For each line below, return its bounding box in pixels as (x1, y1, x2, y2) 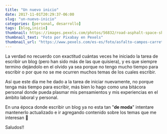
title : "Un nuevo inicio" (5, 7, 59, 12)
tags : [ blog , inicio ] (5, 26, 48, 31)
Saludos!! (5, 124, 24, 130)
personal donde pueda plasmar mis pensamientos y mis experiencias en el (5, 89, 158, 95)
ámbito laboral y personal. (5, 94, 59, 100)
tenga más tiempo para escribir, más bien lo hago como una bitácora (5, 84, 146, 90)
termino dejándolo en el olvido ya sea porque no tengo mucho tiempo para (5, 64, 158, 69)
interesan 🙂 (5, 115, 29, 121)
